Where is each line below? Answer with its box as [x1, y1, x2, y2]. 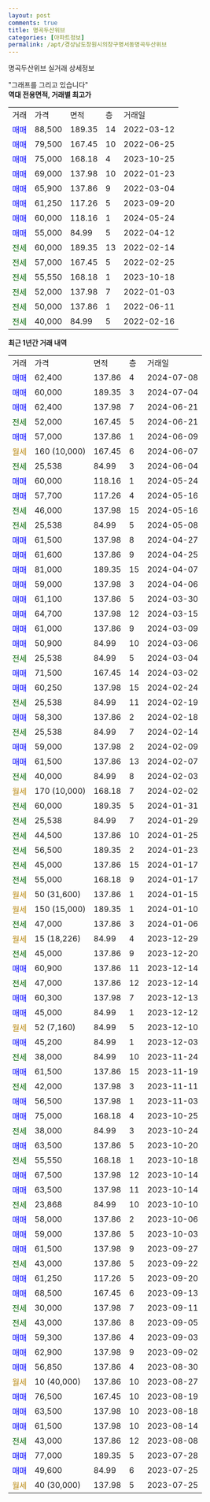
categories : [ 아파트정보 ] [8, 33, 85, 42]
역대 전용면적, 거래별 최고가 [8, 90, 92, 99]
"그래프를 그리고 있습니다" [8, 80, 89, 90]
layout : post [8, 11, 51, 20]
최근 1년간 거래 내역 [8, 338, 68, 347]
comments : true [8, 19, 58, 27]
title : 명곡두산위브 [8, 26, 65, 34]
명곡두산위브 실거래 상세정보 [8, 64, 95, 73]
